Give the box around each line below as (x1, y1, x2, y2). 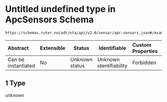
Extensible (39, 45, 66, 51)
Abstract (7, 45, 29, 51)
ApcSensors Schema (5, 14, 94, 25)
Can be (7, 56, 25, 63)
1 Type (5, 79, 26, 88)
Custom (132, 41, 152, 48)
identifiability (97, 62, 128, 69)
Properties (132, 48, 158, 54)
